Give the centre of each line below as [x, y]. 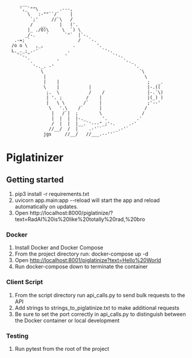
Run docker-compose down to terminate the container [81, 267]
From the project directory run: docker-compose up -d [81, 254]
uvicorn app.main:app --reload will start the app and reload [87, 200]
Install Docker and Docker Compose [59, 248]
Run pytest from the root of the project [62, 348]
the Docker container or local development [67, 320]
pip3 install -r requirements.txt [52, 194]
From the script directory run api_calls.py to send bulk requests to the [100, 295]
